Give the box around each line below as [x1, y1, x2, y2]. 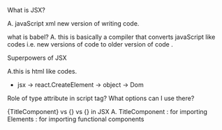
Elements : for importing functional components [7, 115, 145, 123]
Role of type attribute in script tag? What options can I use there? [7, 94, 195, 102]
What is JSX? [7, 6, 45, 14]
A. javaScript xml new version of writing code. [7, 19, 140, 27]
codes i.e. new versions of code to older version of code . [7, 40, 173, 48]
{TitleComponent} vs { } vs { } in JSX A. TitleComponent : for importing [7, 108, 208, 115]
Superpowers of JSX [7, 54, 68, 62]
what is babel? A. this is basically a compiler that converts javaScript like [7, 33, 216, 41]
